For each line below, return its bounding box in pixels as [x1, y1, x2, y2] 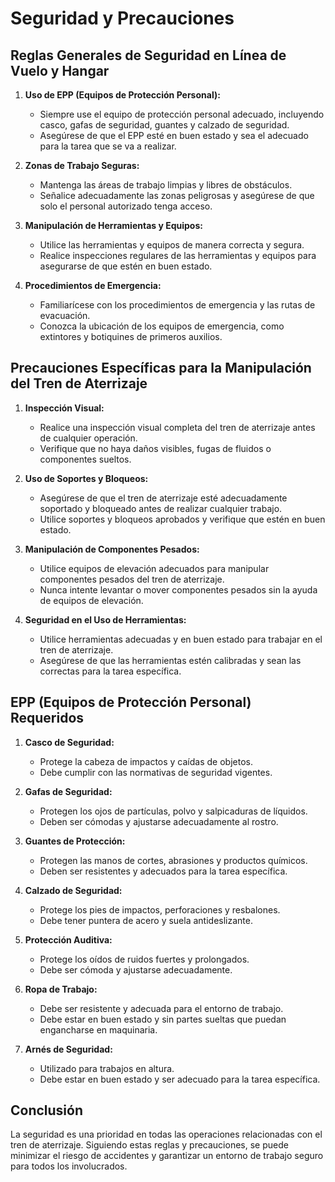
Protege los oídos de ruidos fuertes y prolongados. [39, 953, 250, 965]
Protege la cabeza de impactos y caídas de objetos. [39, 755, 253, 767]
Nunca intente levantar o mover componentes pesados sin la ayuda [39, 583, 318, 596]
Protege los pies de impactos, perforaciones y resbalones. [39, 903, 281, 916]
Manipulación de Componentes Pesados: [24, 543, 200, 555]
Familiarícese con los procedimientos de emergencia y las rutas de [39, 299, 316, 311]
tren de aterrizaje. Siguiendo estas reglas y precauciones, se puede [10, 1139, 289, 1151]
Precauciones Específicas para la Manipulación [10, 360, 312, 377]
